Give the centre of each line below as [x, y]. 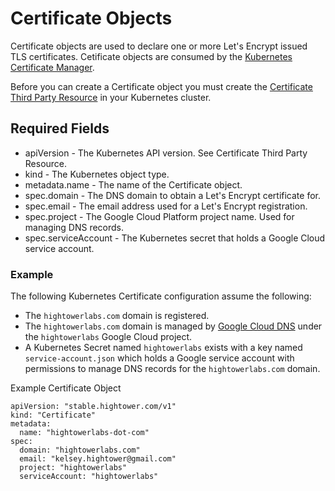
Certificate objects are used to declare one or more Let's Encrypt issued [159, 46]
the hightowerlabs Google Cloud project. [108, 337]
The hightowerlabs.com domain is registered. [117, 316]
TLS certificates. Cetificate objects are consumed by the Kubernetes [151, 56]
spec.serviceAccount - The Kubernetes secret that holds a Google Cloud [175, 238]
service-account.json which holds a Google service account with [159, 358]
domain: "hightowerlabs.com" [80, 450]
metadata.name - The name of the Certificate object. [133, 184]
